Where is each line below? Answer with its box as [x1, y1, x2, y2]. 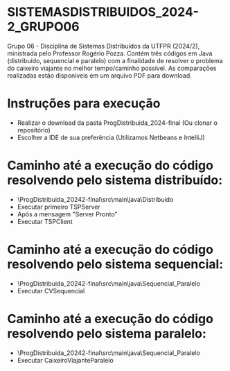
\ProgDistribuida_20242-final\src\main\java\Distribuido [17, 195, 174, 203]
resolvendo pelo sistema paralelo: [7, 325, 206, 341]
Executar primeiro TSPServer [17, 202, 100, 211]
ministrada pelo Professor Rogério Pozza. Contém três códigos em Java [7, 49, 213, 58]
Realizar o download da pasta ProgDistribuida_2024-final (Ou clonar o [17, 119, 218, 127]
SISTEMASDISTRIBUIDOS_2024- [7, 4, 200, 20]
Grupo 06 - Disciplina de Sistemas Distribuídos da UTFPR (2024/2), [7, 42, 200, 50]
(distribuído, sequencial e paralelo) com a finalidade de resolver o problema [7, 56, 223, 64]
